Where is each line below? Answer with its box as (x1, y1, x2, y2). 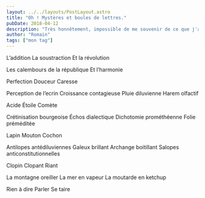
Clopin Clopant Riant (6, 162, 58, 169)
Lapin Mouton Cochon (6, 132, 62, 139)
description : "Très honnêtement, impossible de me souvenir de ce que (6, 26, 190, 32)
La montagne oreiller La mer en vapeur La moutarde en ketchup (6, 174, 167, 181)
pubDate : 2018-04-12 (6, 20, 59, 26)
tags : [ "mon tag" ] (6, 37, 53, 43)
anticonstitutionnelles (6, 150, 60, 157)
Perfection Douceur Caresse (6, 78, 78, 85)
